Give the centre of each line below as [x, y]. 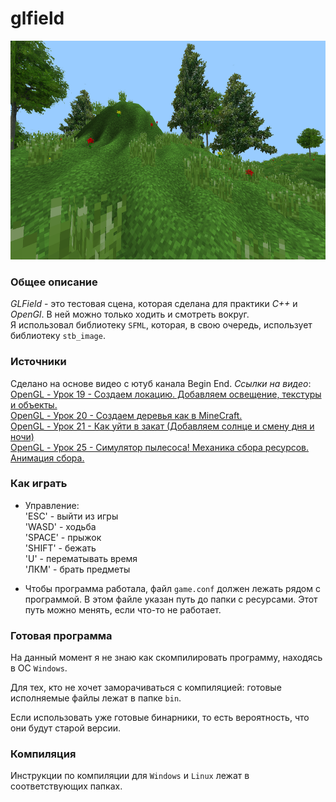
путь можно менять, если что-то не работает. [123, 609]
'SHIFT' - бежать [60, 548]
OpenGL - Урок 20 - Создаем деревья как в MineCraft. [126, 415]
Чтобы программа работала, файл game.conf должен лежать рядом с [172, 588]
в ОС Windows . [39, 668]
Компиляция [43, 754]
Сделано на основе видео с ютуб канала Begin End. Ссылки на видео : [161, 383]
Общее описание [54, 282]
